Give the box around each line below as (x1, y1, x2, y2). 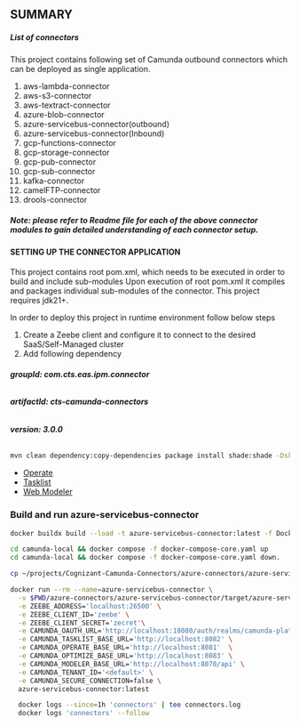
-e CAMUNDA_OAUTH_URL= (18, 626, 102, 635)
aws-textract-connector (22, 100, 111, 110)
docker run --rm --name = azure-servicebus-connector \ (10, 585, 214, 594)
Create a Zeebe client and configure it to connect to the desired (22, 329, 256, 340)
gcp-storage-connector (22, 147, 110, 158)
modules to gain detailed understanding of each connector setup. (10, 224, 259, 235)
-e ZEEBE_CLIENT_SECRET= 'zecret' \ (18, 618, 146, 627)
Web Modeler (22, 487, 74, 497)
